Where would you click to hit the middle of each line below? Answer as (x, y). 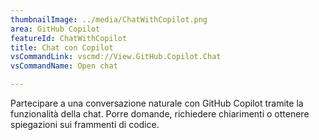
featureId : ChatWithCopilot (69, 38)
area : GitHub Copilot (55, 29)
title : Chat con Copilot (62, 47)
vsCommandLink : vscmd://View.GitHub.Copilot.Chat (116, 57)
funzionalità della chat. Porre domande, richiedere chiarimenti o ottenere (160, 114)
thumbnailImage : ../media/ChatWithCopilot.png (109, 19)
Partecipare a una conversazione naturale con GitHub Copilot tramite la (157, 103)
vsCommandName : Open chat (64, 66)
